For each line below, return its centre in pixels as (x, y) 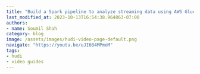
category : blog (25, 34)
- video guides (25, 61)
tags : (13, 51)
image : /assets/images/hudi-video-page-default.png (71, 39)
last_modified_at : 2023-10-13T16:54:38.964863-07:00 (73, 17)
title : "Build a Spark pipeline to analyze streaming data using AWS (94, 12)
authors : (17, 23)
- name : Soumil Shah (32, 28)
